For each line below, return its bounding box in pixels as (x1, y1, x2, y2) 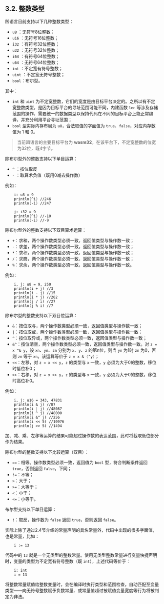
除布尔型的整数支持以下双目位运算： (5, 312, 78, 318)
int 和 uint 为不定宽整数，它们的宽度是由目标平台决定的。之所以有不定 (12, 98, 155, 104)
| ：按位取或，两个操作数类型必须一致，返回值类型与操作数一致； (12, 329, 143, 335)
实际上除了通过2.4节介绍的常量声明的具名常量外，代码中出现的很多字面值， (5, 527, 157, 533)
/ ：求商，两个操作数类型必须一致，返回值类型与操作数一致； (12, 256, 134, 262)
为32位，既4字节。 (17, 145, 56, 151)
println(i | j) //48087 (14, 406, 62, 411)
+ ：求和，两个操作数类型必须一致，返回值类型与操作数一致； (12, 237, 134, 243)
